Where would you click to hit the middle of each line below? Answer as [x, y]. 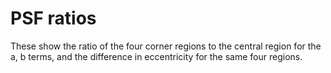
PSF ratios [53, 18]
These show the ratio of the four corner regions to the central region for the [166, 46]
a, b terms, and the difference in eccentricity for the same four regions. [156, 56]
